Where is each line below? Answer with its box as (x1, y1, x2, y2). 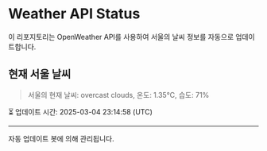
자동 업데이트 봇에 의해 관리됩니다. (8, 134, 114, 143)
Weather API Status (8, 5, 141, 23)
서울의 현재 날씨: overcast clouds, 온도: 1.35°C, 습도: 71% (27, 90, 210, 99)
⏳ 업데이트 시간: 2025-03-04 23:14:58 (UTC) (8, 106, 153, 116)
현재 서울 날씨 (8, 68, 72, 81)
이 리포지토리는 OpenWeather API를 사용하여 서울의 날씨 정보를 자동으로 (8, 32, 234, 41)
